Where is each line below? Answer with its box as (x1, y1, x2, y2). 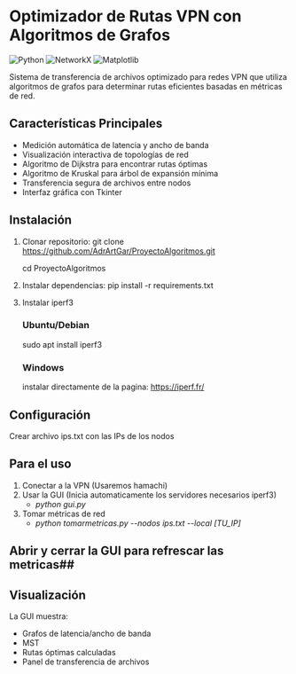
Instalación (9, 213, 73, 228)
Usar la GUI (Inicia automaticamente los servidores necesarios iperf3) (21, 490, 277, 500)
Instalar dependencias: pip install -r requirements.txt (21, 279, 214, 290)
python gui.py (35, 498, 86, 509)
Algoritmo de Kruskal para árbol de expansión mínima (21, 168, 219, 178)
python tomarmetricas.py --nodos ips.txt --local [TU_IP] (35, 517, 241, 529)
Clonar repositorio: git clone (21, 236, 124, 247)
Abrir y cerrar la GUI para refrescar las (9, 544, 224, 559)
